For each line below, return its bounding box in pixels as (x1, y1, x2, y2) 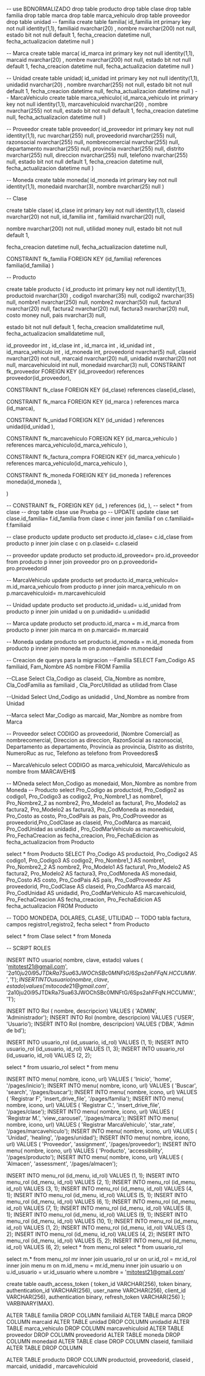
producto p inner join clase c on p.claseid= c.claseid (6, 540, 138, 547)
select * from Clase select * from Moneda (6, 932, 111, 940)
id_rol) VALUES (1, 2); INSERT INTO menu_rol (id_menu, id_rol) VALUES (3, (6, 1224, 193, 1231)
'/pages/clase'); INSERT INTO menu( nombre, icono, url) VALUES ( (6, 1108, 174, 1115)
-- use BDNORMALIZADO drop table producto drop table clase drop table (6, 6, 192, 12)
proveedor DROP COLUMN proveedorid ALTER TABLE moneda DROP (6, 1331, 181, 1338)
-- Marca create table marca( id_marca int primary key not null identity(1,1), (6, 50, 195, 57)
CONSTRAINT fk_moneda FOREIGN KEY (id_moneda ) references (6, 472, 171, 478)
